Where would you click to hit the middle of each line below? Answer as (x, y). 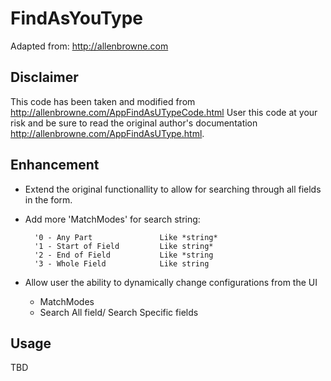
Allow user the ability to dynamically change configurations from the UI (171, 282)
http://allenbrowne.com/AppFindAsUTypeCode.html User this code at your (164, 112)
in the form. (48, 199)
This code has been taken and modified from (103, 101)
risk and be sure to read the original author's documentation (134, 123)
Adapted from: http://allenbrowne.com (89, 46)
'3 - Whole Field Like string (122, 263)
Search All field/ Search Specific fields (119, 312)
